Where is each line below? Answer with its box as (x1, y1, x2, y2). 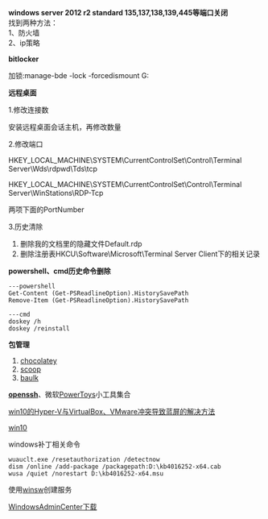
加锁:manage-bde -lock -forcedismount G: (8, 71, 149, 80)
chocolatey (19, 356, 58, 365)
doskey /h (8, 318, 42, 326)
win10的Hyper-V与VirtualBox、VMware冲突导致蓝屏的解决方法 (8, 407, 216, 416)
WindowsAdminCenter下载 (8, 502, 97, 511)
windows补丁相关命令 (8, 439, 80, 449)
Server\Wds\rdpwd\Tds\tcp (8, 164, 98, 173)
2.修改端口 (8, 139, 43, 148)
